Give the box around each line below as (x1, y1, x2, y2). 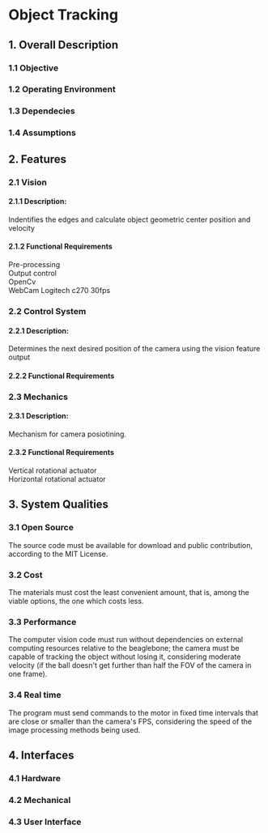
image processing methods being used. (8, 725, 141, 734)
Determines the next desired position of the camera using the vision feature (8, 344, 261, 354)
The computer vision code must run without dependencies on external (8, 635, 244, 644)
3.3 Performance (8, 616, 77, 627)
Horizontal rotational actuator (8, 474, 107, 484)
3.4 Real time (8, 690, 62, 701)
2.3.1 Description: (8, 411, 69, 421)
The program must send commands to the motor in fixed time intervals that (8, 708, 259, 717)
